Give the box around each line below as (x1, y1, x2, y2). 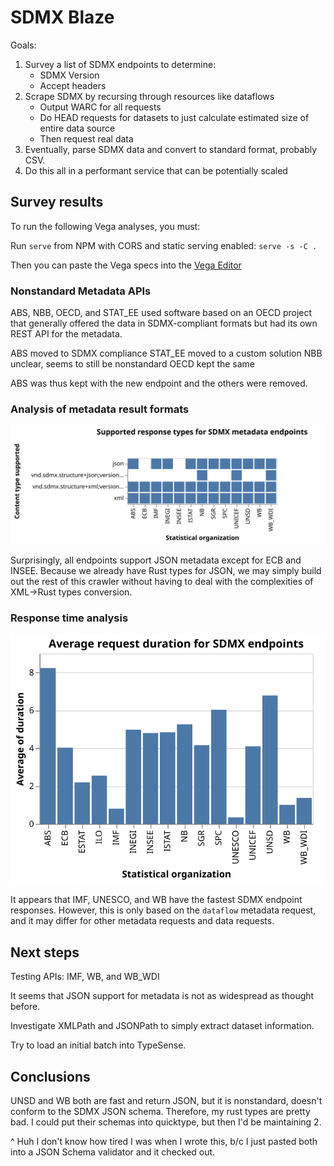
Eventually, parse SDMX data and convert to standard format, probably (24, 143, 318, 155)
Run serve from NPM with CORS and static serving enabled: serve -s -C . (10, 239, 318, 251)
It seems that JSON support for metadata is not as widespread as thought (10, 990, 315, 1002)
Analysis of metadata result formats (10, 402, 190, 416)
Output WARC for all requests (39, 101, 162, 113)
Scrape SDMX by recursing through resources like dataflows (24, 90, 275, 102)
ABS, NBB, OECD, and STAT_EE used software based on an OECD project (10, 307, 313, 319)
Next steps (10, 944, 80, 961)
